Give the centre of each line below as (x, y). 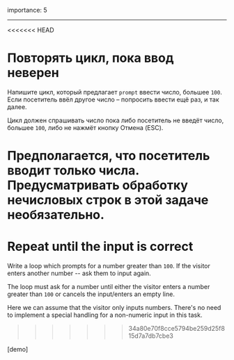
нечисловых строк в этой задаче (108, 200)
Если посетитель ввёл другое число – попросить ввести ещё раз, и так (113, 99)
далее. (17, 106)
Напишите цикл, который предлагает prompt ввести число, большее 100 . (115, 92)
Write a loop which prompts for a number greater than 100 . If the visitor (109, 266)
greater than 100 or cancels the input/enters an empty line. (91, 294)
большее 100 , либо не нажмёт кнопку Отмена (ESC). (85, 127)
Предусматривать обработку (97, 185)
